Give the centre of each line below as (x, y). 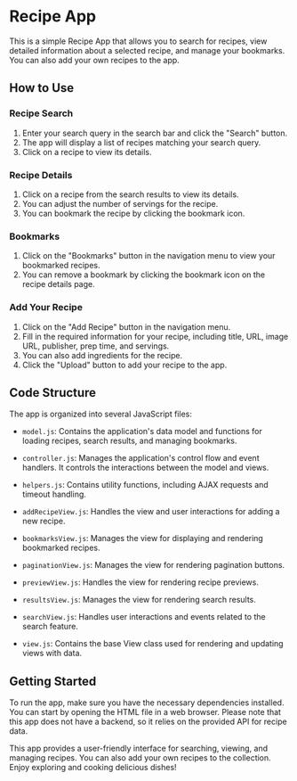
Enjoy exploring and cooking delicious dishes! (93, 768)
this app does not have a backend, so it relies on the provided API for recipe (148, 722)
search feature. (50, 627)
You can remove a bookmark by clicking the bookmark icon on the (144, 275)
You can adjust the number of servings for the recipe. (120, 203)
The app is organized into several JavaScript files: (101, 414)
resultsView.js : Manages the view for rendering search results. (139, 600)
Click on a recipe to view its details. (87, 152)
